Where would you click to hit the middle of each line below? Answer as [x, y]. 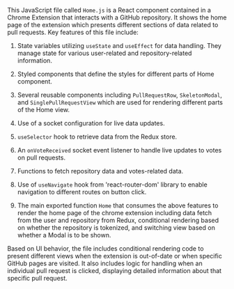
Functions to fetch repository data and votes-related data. [100, 171]
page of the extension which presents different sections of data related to [113, 25]
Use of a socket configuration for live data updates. [91, 123]
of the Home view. [44, 110]
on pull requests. [41, 157]
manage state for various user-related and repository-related [104, 53]
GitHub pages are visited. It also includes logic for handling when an [105, 263]
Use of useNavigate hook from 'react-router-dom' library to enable [112, 185]
